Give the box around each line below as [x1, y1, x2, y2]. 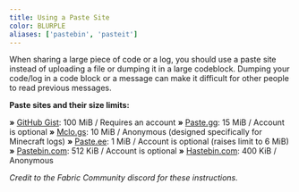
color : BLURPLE [9, 21, 66, 30]
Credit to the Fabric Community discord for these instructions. [9, 172, 239, 183]
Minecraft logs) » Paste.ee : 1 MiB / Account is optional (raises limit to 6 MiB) [9, 136, 289, 147]
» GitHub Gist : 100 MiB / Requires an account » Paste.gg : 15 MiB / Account [9, 117, 285, 128]
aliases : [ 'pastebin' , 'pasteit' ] [9, 29, 139, 38]
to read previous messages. [9, 82, 112, 94]
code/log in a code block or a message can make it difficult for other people [9, 73, 289, 84]
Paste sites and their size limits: [9, 100, 130, 111]
